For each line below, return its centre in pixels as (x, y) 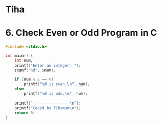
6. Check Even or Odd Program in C (81, 33)
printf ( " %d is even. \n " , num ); (57, 84)
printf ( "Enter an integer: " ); (48, 65)
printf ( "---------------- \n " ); (48, 103)
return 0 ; (25, 113)
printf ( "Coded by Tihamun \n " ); (48, 108)
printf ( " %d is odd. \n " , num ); (56, 94)
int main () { (19, 56)
